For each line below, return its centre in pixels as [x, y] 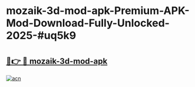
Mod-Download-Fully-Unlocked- [88, 23]
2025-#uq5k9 [41, 36]
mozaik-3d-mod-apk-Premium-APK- [98, 11]
